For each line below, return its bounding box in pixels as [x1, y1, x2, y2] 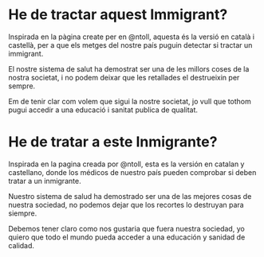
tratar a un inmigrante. [8, 176, 81, 185]
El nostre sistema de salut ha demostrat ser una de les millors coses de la [8, 64, 250, 73]
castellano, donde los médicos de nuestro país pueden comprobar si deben [8, 167, 257, 177]
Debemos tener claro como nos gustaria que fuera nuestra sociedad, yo [8, 224, 245, 233]
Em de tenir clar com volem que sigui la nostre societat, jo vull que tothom [8, 96, 251, 106]
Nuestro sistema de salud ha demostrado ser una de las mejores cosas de [8, 191, 252, 201]
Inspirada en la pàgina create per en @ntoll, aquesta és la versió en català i [8, 32, 255, 41]
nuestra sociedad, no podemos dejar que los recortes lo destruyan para [8, 200, 245, 209]
